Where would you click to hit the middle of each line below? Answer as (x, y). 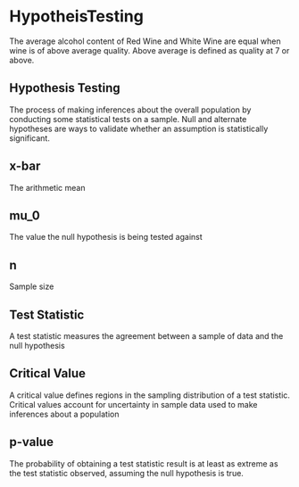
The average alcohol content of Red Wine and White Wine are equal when (145, 41)
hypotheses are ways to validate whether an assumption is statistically (139, 128)
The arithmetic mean (47, 187)
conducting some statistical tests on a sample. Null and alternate (128, 119)
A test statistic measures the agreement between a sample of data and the (146, 336)
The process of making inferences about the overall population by (130, 110)
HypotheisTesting (77, 17)
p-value (31, 442)
